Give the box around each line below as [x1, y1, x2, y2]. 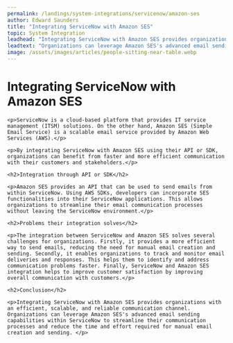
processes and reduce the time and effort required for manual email [7, 323, 213, 330]
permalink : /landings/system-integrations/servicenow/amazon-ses [7, 10, 200, 17]
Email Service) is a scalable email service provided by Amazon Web [7, 128, 209, 135]
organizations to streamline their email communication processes [7, 201, 203, 208]
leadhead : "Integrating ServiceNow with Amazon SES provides [7, 36, 188, 43]
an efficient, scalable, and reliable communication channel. [7, 305, 191, 312]
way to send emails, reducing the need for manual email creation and [7, 244, 216, 251]
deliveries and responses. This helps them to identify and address [7, 256, 209, 263]
